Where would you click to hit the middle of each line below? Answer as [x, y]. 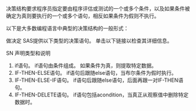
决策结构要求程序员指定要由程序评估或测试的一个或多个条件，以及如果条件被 [98, 8]
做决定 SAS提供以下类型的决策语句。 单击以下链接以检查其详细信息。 [89, 41]
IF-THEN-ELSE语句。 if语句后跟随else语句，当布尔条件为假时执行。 [95, 73]
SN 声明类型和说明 [28, 53]
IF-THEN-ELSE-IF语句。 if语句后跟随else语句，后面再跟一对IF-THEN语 [99, 80]
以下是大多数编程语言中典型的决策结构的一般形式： [67, 28]
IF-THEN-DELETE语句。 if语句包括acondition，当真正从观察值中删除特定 [101, 95]
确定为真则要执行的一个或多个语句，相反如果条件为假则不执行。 [83, 16]
